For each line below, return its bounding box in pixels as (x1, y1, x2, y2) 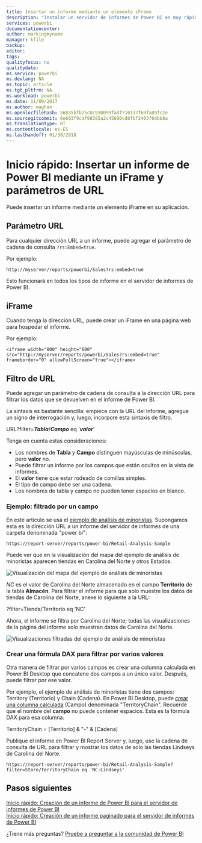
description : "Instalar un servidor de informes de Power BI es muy (6, 14, 182, 20)
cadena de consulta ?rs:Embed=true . (6, 243, 96, 250)
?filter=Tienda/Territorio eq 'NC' (6, 605, 86, 612)
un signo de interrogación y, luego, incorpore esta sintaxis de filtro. (6, 414, 173, 421)
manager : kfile (6, 37, 44, 43)
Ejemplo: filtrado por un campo (6, 502, 99, 511)
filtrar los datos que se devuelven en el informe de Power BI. (6, 396, 156, 403)
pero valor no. (14, 455, 51, 462)
